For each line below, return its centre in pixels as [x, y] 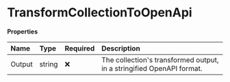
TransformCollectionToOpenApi [100, 13]
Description [121, 48]
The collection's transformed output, [160, 59]
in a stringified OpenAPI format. [152, 68]
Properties [23, 31]
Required [80, 48]
